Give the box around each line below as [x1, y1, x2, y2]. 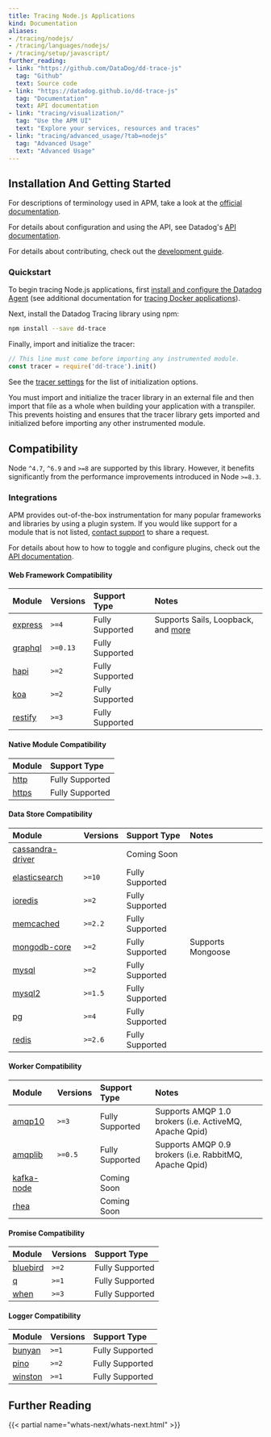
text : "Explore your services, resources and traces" [15, 124, 200, 132]
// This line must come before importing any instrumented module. [8, 355, 240, 363]
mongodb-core [12, 941, 72, 952]
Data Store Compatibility [8, 809, 93, 819]
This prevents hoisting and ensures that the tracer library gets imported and [8, 410, 261, 420]
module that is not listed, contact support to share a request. [8, 528, 210, 537]
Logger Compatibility [8, 1310, 81, 1320]
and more [154, 625, 191, 636]
